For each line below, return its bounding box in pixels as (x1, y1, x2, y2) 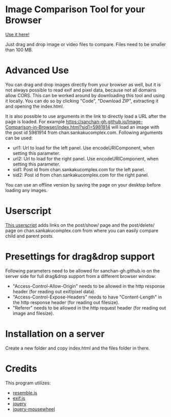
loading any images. (5, 187, 47, 193)
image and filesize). (12, 310, 55, 316)
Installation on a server (5, 328, 105, 339)
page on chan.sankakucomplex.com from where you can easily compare (5, 227, 158, 234)
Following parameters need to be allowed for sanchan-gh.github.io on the (5, 267, 160, 274)
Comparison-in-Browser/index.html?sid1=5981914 (5, 124, 111, 130)
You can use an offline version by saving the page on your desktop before (5, 181, 161, 188)
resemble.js (12, 389, 37, 396)
